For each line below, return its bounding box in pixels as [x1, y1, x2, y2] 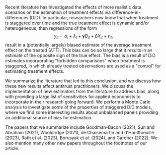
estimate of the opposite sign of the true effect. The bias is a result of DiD [5, 52, 156, 58]
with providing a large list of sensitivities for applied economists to [5, 94, 141, 100]
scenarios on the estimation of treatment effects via [5, 9, 111, 15]
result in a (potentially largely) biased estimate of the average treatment [5, 42, 152, 48]
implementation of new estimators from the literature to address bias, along [5, 88, 160, 94]
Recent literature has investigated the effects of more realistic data [5, 4, 142, 10]
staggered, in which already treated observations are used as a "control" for [5, 63, 161, 69]
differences [5, 15, 29, 20]
